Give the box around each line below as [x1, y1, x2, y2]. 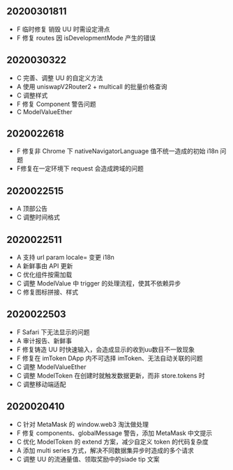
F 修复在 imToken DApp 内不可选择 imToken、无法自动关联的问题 [16, 354, 203, 362]
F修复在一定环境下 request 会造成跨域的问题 [16, 164, 144, 173]
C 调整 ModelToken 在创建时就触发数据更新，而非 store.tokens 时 [16, 371, 205, 379]
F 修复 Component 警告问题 [16, 100, 97, 108]
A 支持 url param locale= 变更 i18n [16, 253, 114, 262]
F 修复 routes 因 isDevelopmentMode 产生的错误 [16, 33, 156, 42]
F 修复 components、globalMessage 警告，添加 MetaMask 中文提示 [16, 428, 213, 437]
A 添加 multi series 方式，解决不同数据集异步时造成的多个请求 [16, 446, 195, 455]
